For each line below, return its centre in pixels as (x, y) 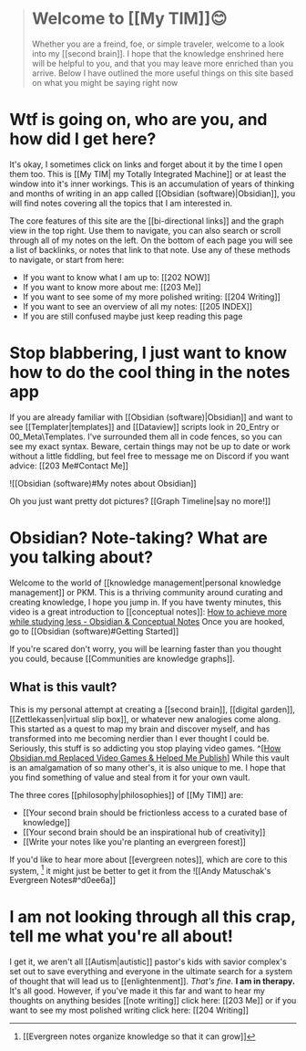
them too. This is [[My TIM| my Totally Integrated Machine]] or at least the (148, 173)
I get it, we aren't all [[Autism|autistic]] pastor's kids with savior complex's (148, 962)
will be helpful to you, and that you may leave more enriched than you (163, 63)
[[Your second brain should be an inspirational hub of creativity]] (144, 832)
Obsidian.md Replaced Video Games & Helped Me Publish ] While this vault (149, 758)
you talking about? (81, 557)
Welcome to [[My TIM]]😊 (129, 19)
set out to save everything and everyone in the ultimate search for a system (151, 972)
